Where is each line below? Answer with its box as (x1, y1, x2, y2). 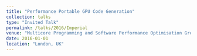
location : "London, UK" (6, 41, 64, 47)
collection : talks (6, 14, 51, 20)
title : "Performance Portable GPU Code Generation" (6, 8, 135, 15)
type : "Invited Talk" (6, 19, 59, 25)
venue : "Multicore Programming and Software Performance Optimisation (6, 30, 182, 36)
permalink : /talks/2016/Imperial (6, 24, 88, 31)
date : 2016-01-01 (6, 36, 49, 41)
